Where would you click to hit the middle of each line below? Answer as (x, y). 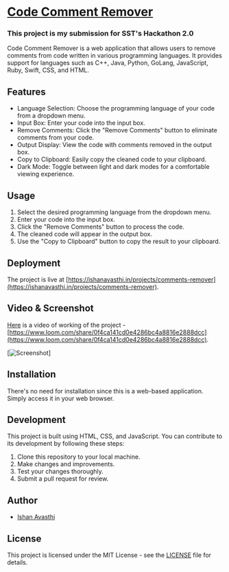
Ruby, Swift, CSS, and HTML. (48, 70)
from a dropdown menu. (51, 116)
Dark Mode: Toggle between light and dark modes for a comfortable (113, 167)
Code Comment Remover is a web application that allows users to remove (111, 48)
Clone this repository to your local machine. (79, 457)
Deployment (34, 263)
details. (17, 562)
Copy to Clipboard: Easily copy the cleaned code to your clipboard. (112, 159)
